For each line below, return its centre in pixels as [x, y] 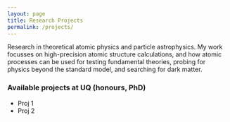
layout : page [26, 14]
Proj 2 [26, 111]
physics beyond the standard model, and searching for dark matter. [105, 69]
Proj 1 [25, 103]
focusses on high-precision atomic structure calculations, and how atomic [115, 54]
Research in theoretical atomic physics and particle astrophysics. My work [115, 47]
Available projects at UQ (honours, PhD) [77, 87]
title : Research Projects [45, 20]
